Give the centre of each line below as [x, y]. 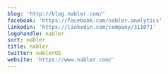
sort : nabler [26, 40]
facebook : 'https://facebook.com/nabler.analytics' [85, 20]
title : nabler [28, 47]
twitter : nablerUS [34, 54]
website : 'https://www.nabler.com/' [61, 60]
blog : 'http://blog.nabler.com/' [56, 14]
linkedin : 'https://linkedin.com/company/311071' [82, 27]
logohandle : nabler [36, 33]
